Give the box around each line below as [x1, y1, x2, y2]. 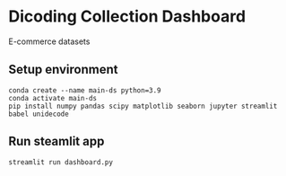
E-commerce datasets [8, 36, 91, 47]
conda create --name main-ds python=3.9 [8, 85, 162, 95]
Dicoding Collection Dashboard [8, 6, 247, 27]
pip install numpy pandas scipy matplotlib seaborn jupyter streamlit [8, 101, 278, 110]
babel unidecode [8, 110, 69, 119]
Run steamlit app [8, 134, 105, 149]
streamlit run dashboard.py [8, 157, 114, 167]
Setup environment [8, 62, 118, 77]
